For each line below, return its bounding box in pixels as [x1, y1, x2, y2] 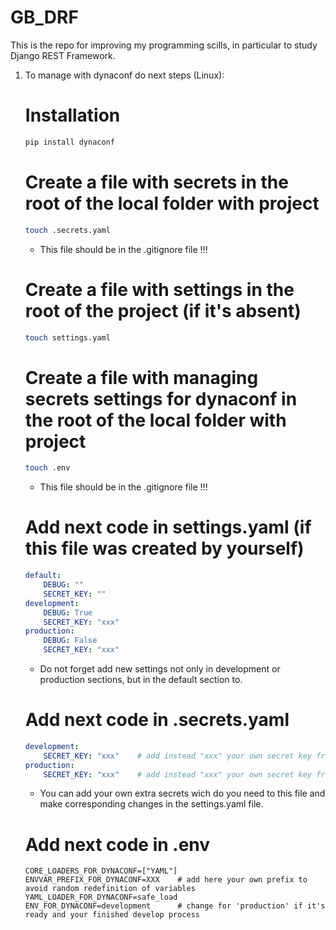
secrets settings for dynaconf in [24, 387, 298, 410]
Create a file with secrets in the [24, 171, 289, 193]
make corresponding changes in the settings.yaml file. [39, 798, 264, 810]
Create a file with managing [24, 366, 259, 389]
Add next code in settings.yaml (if [24, 516, 312, 539]
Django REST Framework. [10, 49, 116, 61]
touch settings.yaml [24, 332, 111, 343]
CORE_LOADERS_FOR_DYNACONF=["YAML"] [24, 866, 178, 876]
